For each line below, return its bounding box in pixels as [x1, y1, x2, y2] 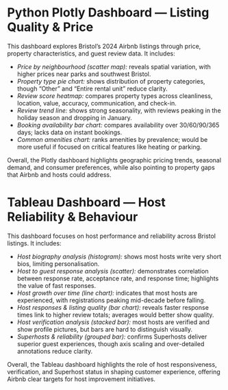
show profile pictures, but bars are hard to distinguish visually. [16, 325, 193, 333]
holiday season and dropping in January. [16, 113, 132, 121]
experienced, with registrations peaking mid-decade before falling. [16, 296, 206, 304]
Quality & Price [7, 19, 94, 35]
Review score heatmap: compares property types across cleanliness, [16, 91, 213, 100]
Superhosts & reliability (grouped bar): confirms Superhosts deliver [16, 332, 207, 341]
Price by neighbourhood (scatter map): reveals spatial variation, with [16, 62, 211, 71]
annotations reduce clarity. [16, 347, 93, 355]
